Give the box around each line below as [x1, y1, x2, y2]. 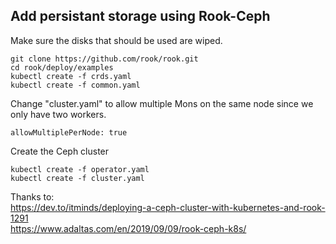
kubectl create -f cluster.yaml [10, 173, 145, 183]
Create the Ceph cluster [10, 145, 110, 157]
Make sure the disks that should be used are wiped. [10, 34, 223, 46]
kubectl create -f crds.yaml [10, 71, 132, 81]
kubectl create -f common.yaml [10, 80, 141, 90]
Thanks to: [10, 190, 55, 203]
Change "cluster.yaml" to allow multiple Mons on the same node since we [10, 97, 314, 109]
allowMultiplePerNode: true [10, 127, 128, 138]
